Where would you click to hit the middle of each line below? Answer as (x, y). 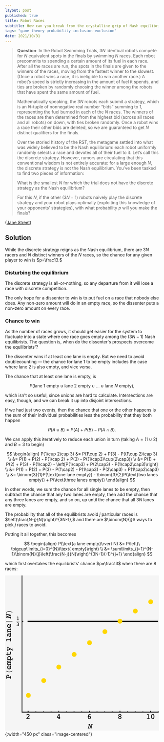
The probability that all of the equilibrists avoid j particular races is (72, 514)
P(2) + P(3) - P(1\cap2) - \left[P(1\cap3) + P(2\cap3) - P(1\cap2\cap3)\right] (82, 465)
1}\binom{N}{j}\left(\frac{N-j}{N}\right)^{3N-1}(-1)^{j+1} (67, 554)
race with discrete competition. (36, 289)
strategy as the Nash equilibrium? (51, 188)
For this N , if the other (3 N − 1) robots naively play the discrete (80, 197)
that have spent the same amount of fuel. (58, 92)
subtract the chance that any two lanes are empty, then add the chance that (81, 495)
